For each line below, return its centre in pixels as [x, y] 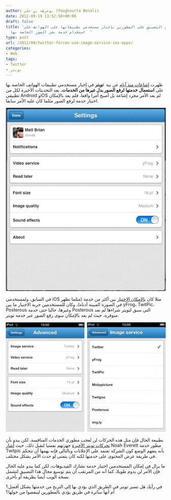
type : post [17, 38]
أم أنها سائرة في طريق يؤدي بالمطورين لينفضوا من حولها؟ [60, 492]
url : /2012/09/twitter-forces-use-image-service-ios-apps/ [70, 43]
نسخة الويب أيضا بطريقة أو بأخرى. [38, 477]
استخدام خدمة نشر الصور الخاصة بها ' [52, 32]
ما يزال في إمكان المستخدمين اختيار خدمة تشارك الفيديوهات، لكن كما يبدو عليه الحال [85, 466]
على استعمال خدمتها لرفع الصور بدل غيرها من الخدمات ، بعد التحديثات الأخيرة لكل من [85, 90]
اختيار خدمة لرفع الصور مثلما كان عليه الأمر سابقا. [52, 101]
